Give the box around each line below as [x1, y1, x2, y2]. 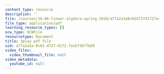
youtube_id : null [9, 61, 45, 66]
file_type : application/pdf [5, 20, 62, 26]
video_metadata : [5, 57, 38, 62]
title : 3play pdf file [5, 39, 51, 44]
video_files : [5, 48, 32, 53]
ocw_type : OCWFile [5, 30, 42, 35]
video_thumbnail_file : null [9, 52, 67, 57]
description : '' [5, 12, 38, 17]
